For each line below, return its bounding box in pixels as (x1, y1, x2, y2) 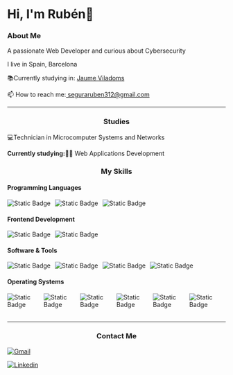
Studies (103, 117, 130, 127)
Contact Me (96, 331, 137, 341)
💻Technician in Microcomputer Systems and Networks (7, 133, 165, 141)
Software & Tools (7, 246, 58, 254)
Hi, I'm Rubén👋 (7, 6, 94, 22)
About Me (7, 31, 42, 41)
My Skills (101, 166, 132, 176)
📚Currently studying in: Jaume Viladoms (7, 74, 125, 82)
